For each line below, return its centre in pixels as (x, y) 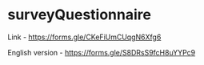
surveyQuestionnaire (79, 15)
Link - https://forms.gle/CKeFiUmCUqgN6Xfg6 (84, 37)
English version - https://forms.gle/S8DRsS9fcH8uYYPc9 (102, 52)
